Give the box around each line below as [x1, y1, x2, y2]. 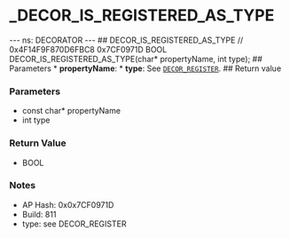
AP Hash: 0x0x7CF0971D [21, 199, 114, 210]
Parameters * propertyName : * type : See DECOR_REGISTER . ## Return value [9, 63, 282, 74]
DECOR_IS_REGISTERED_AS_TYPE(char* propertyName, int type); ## [9, 53, 263, 64]
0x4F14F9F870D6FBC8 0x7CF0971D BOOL [9, 44, 168, 54]
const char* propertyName [21, 106, 121, 116]
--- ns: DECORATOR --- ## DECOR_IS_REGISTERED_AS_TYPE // [9, 35, 244, 45]
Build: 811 [21, 209, 57, 219]
